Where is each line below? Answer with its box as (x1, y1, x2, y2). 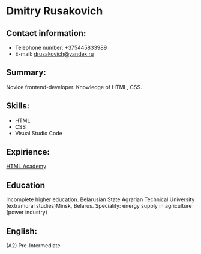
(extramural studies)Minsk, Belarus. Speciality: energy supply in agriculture (6, 202, 192, 210)
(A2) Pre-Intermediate (6, 242, 61, 249)
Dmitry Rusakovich (6, 4, 103, 18)
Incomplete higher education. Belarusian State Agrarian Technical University (6, 196, 195, 203)
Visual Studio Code (14, 129, 63, 137)
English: (6, 226, 38, 236)
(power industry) (6, 208, 48, 216)
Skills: (6, 101, 30, 111)
